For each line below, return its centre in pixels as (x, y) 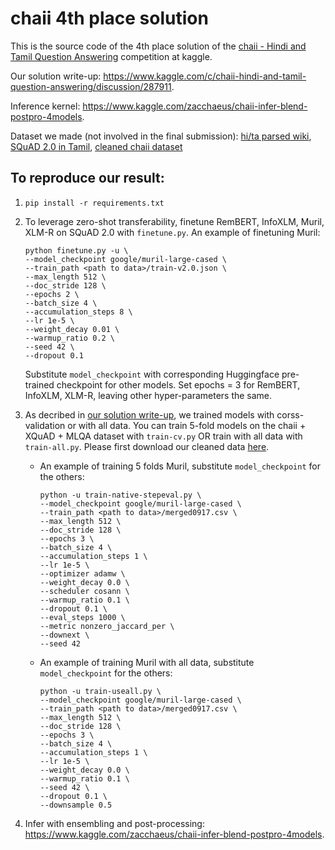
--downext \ (64, 635)
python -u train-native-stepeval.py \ (120, 495)
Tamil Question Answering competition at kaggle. (111, 56)
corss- (290, 414)
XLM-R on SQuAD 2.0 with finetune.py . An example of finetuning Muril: (172, 232)
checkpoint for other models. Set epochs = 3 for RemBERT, (178, 384)
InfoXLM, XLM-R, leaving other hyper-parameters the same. (148, 395)
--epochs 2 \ (52, 294)
